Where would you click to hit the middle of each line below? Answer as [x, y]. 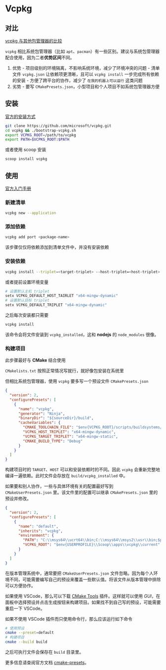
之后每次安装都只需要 [27, 315]
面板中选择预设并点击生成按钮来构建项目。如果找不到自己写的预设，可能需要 [83, 602]
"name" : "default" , [38, 526]
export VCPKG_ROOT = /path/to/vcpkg [41, 135]
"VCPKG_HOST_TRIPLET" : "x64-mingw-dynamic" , [69, 432]
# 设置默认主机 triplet [27, 291]
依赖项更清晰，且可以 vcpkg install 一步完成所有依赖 [105, 74]
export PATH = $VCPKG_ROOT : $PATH [37, 140]
